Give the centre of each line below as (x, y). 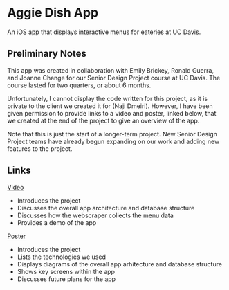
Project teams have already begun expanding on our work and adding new (113, 141)
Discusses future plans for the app (66, 279)
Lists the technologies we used (61, 257)
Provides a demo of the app (57, 222)
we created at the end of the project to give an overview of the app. (103, 120)
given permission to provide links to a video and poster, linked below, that (112, 113)
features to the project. (40, 148)
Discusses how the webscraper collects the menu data (95, 215)
